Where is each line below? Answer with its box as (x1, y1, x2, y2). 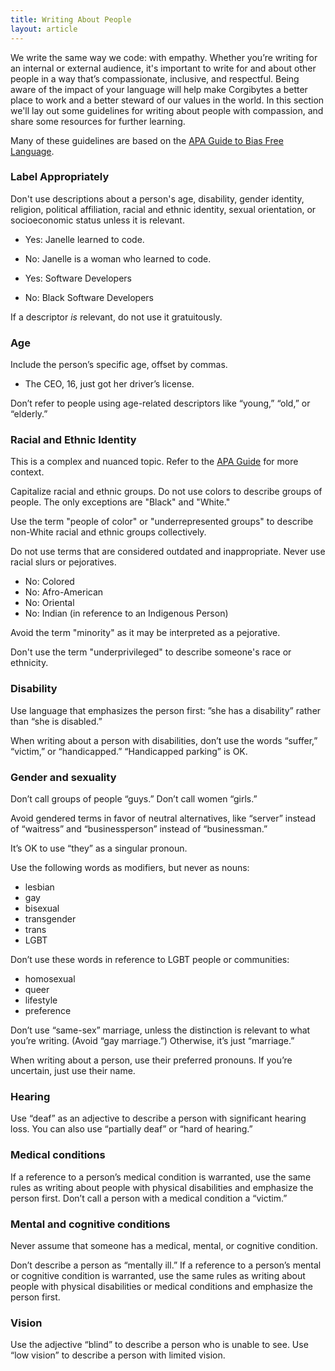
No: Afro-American (24, 586, 104, 598)
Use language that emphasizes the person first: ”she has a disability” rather (10, 704, 322, 716)
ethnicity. (10, 657, 49, 669)
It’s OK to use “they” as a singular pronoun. (10, 842, 188, 854)
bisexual (24, 902, 60, 914)
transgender (24, 912, 77, 925)
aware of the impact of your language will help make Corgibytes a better (10, 83, 308, 95)
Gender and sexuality (10, 770, 117, 784)
